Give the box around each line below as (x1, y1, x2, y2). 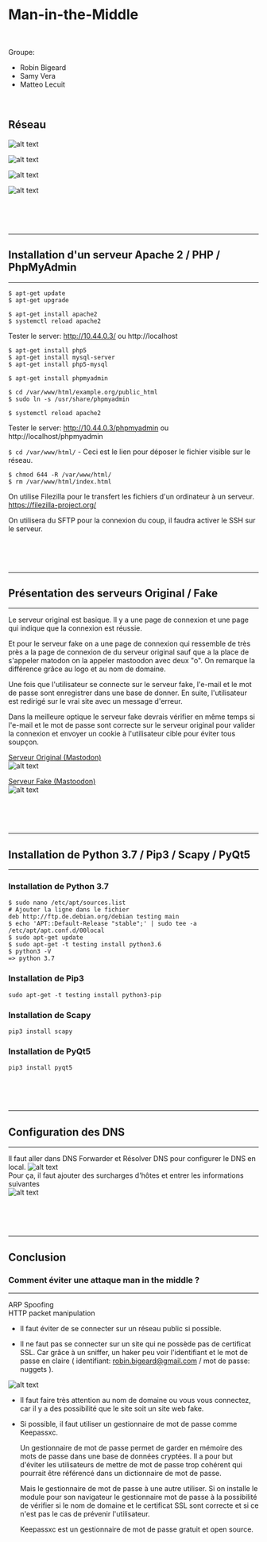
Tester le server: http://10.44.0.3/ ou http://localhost (8, 331, 178, 340)
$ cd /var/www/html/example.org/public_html (8, 388, 158, 396)
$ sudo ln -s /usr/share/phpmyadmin (8, 395, 130, 403)
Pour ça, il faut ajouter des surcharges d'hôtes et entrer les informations (8, 1171, 244, 1180)
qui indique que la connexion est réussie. (8, 623, 143, 633)
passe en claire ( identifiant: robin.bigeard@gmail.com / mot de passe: (19, 1356, 250, 1365)
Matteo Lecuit (19, 80, 66, 89)
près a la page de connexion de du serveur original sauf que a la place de (8, 647, 250, 657)
